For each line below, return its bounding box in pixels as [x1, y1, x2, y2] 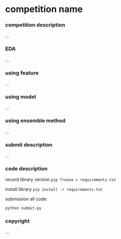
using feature [5, 69, 39, 76]
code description [5, 165, 48, 172]
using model [5, 93, 36, 100]
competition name [5, 4, 83, 15]
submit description [5, 141, 53, 148]
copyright [5, 217, 30, 224]
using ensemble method [5, 117, 66, 124]
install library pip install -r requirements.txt [5, 186, 103, 192]
